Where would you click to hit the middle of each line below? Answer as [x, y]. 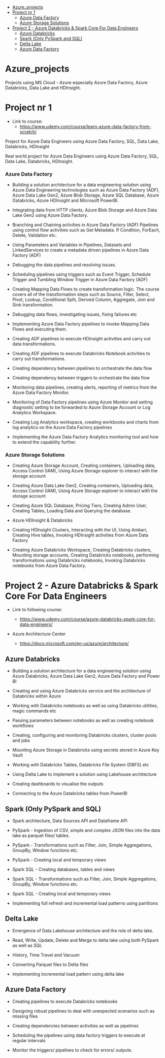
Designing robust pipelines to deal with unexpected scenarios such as [83, 1011]
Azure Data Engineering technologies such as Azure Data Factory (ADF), [86, 190]
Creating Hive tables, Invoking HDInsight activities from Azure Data [80, 535]
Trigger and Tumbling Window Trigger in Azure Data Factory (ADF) [80, 280]
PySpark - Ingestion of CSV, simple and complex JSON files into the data [86, 830]
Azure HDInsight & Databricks [42, 520]
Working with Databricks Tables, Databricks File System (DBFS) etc [81, 765]
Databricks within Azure [36, 696]
